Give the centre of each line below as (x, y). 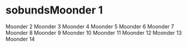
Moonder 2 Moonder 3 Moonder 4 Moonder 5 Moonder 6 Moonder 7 (90, 26)
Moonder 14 (20, 39)
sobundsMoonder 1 (54, 10)
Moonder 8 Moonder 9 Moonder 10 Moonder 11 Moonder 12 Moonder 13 (94, 32)
